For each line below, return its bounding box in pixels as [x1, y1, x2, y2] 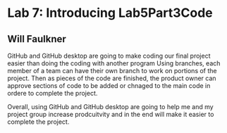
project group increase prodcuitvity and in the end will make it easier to [7, 110, 214, 118]
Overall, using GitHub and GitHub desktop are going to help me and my [7, 103, 214, 110]
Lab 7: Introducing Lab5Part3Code [7, 5, 213, 21]
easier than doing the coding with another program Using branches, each [7, 59, 221, 68]
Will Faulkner [7, 33, 67, 45]
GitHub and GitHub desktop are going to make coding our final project [7, 51, 211, 60]
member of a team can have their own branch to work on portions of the [7, 67, 217, 75]
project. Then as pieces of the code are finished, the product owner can [7, 74, 216, 82]
